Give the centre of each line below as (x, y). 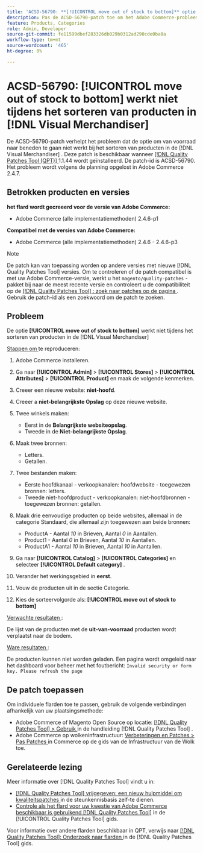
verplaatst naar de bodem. (40, 636)
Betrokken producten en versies (68, 193)
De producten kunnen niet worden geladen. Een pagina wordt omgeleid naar (102, 659)
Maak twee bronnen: (41, 443)
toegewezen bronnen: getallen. (63, 504)
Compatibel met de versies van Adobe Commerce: (71, 230)
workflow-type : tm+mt (34, 40)
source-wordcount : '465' (38, 46)
